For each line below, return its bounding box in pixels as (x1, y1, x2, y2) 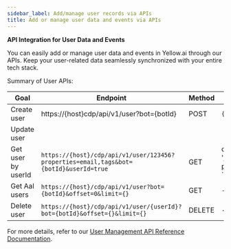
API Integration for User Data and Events (7, 35, 125, 43)
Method (188, 93, 215, 102)
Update (10, 124, 34, 134)
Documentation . (7, 235, 53, 243)
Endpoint (96, 93, 127, 102)
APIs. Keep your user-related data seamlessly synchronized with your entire (7, 56, 222, 64)
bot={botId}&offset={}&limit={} (41, 209, 147, 217)
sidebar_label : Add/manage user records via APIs (7, 10, 153, 17)
